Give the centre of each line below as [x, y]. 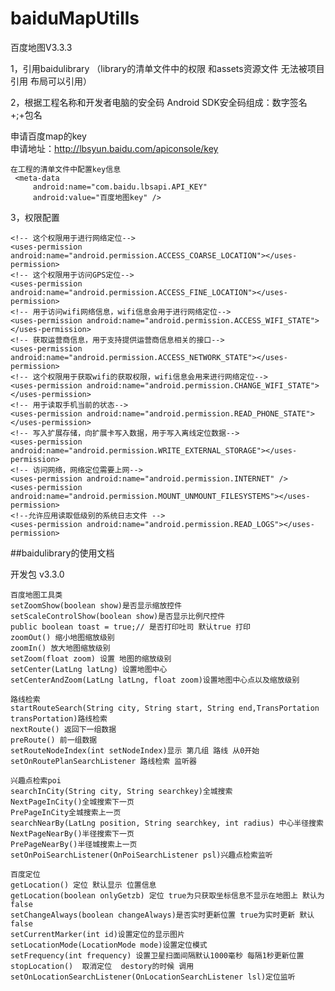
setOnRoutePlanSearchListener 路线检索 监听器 [103, 761]
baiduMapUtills [75, 18]
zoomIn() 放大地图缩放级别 [60, 648]
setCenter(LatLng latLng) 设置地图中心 [89, 669]
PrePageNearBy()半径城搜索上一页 [74, 844]
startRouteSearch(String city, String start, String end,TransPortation [165, 708]
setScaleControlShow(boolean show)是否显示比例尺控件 [118, 616]
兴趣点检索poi [36, 780]
